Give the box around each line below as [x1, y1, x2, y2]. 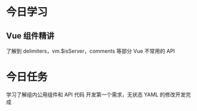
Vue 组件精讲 [6, 31, 55, 41]
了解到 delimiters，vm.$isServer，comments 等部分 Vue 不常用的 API [6, 48, 175, 54]
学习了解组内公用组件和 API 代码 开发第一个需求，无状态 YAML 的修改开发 [6, 91, 186, 98]
